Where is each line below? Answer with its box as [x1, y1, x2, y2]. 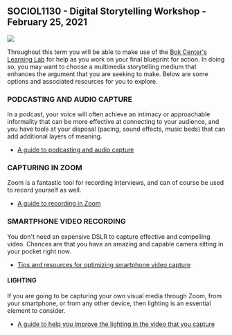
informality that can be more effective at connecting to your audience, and [7, 118, 220, 126]
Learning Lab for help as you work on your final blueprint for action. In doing [7, 55, 225, 63]
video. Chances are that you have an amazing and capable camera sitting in [7, 239, 224, 248]
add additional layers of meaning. [7, 132, 102, 141]
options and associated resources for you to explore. [7, 77, 158, 85]
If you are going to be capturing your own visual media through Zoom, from [7, 291, 222, 300]
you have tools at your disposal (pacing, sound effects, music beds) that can [7, 125, 226, 134]
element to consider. [7, 306, 66, 314]
